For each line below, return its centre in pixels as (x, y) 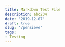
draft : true (17, 23)
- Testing (15, 37)
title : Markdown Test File (33, 10)
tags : (11, 32)
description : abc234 (26, 14)
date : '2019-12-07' (25, 19)
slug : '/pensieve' (24, 28)
